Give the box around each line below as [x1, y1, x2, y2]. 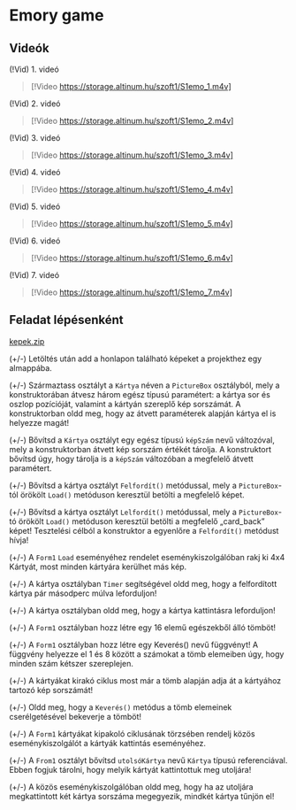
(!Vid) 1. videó [9, 64, 59, 74]
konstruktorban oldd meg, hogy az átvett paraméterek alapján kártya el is [9, 408, 277, 419]
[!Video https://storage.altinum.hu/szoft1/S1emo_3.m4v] [30, 150, 234, 160]
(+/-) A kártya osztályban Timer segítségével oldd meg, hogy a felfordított [9, 578, 277, 589]
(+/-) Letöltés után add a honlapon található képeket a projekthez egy [9, 353, 262, 364]
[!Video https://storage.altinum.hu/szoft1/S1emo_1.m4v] [30, 81, 231, 91]
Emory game [9, 5, 104, 26]
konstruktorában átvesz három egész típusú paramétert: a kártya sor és [9, 389, 271, 399]
